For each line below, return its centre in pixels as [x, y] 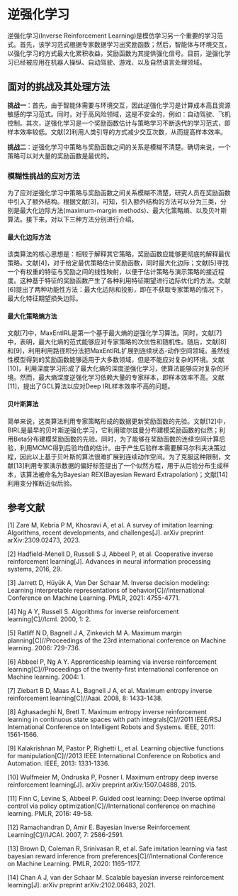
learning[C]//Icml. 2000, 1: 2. [49, 619]
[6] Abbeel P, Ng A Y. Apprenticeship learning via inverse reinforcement [112, 662]
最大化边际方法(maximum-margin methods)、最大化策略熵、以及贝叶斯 [123, 211]
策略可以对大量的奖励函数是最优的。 [60, 155]
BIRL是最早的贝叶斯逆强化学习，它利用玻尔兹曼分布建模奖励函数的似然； [113, 430]
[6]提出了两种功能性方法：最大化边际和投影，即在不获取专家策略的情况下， [117, 290]
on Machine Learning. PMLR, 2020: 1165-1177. [74, 864]
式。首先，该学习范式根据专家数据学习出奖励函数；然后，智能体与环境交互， [119, 44]
